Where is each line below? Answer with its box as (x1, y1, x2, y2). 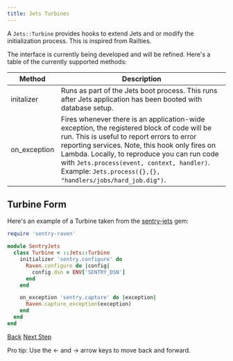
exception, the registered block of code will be (61, 123, 212, 133)
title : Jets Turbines (7, 10, 70, 17)
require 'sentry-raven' (7, 230, 76, 237)
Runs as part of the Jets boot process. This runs (61, 85, 218, 95)
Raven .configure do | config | (25, 262, 110, 269)
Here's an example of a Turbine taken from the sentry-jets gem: (7, 217, 189, 226)
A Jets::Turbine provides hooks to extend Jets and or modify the (7, 29, 194, 37)
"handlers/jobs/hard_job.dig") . (61, 175, 166, 185)
